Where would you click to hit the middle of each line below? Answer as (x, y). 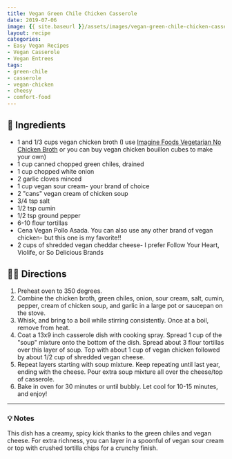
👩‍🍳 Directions (37, 274)
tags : (15, 65)
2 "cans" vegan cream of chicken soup (73, 193)
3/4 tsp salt (33, 201)
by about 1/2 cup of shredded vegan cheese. (81, 357)
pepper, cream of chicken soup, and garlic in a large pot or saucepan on (120, 305)
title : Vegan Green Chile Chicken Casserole (72, 13)
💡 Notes (21, 418)
